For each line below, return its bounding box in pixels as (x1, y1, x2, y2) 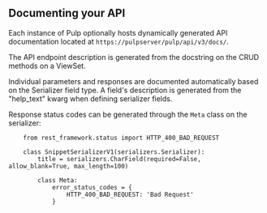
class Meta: (37, 176, 79, 185)
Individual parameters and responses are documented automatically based (8, 76, 259, 86)
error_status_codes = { (51, 183, 132, 191)
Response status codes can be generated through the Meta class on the (8, 109, 248, 119)
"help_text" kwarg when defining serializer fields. (8, 93, 173, 104)
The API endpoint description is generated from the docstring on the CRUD (8, 52, 260, 62)
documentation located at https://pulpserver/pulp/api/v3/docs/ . (8, 36, 230, 46)
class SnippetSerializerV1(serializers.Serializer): (23, 147, 205, 156)
